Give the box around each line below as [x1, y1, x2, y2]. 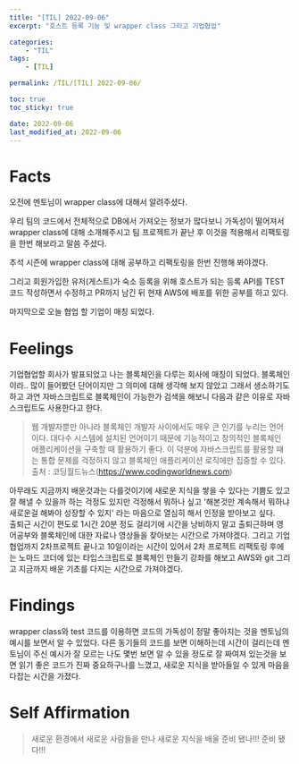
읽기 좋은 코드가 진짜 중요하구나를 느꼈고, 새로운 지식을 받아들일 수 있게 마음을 [18, 659, 290, 671]
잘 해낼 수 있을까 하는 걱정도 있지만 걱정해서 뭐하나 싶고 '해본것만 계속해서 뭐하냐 [9, 497, 290, 507]
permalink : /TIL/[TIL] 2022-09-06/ [9, 79, 142, 88]
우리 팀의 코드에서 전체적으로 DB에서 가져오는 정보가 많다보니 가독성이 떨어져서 [9, 216, 285, 226]
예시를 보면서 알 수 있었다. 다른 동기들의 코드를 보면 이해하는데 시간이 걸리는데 [9, 637, 281, 649]
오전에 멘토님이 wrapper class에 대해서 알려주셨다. [9, 197, 187, 208]
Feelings [9, 338, 74, 359]
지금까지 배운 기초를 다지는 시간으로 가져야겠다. [18, 564, 184, 574]
